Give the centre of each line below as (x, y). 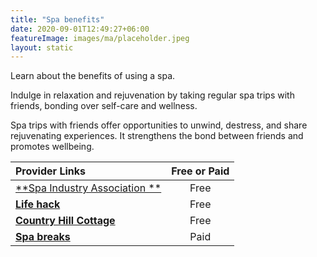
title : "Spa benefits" (57, 19)
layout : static (42, 47)
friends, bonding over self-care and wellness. (104, 106)
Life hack (38, 204)
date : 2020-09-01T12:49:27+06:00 (80, 29)
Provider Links (50, 171)
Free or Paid (200, 171)
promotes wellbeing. (52, 147)
